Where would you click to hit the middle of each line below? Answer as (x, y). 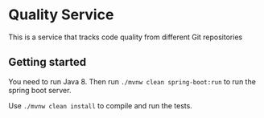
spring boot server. (40, 90)
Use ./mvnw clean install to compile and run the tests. (101, 105)
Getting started (47, 62)
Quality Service (61, 15)
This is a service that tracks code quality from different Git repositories (126, 37)
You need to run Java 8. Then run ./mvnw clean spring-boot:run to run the (132, 81)
